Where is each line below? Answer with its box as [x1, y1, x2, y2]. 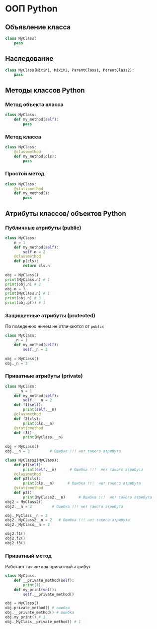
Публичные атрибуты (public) [5, 224, 81, 231]
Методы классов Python [5, 86, 85, 95]
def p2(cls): [14, 476, 41, 481]
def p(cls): [14, 258, 39, 264]
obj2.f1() [5, 531, 26, 536]
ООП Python [5, 3, 58, 14]
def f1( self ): [14, 402, 43, 407]
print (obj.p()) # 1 [5, 300, 46, 305]
